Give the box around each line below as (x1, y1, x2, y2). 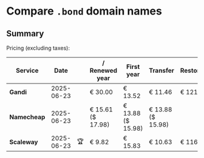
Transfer (148, 67, 175, 74)
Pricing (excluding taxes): (6, 44, 70, 51)
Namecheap (9, 113, 46, 121)
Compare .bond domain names (6, 4, 162, 18)
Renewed (89, 67, 117, 74)
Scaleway (9, 138, 38, 146)
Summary (6, 28, 44, 39)
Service (16, 67, 39, 74)
